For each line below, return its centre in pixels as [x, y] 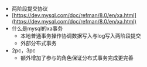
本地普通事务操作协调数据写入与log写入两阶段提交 [81, 36]
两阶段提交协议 [30, 9]
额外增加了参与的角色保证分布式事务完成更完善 [77, 58]
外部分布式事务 [38, 43]
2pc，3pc [24, 51]
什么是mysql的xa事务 [37, 29]
